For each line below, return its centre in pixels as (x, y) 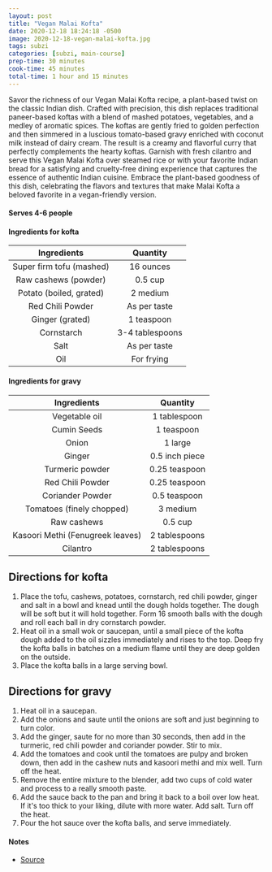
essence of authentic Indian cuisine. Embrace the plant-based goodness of (134, 177)
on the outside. (45, 657)
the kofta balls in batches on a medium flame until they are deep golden (140, 649)
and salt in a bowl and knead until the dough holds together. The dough (140, 605)
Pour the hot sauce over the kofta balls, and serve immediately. (125, 823)
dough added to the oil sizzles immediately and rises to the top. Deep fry (142, 640)
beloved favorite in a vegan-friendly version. (82, 194)
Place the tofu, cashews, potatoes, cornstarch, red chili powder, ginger (139, 597)
